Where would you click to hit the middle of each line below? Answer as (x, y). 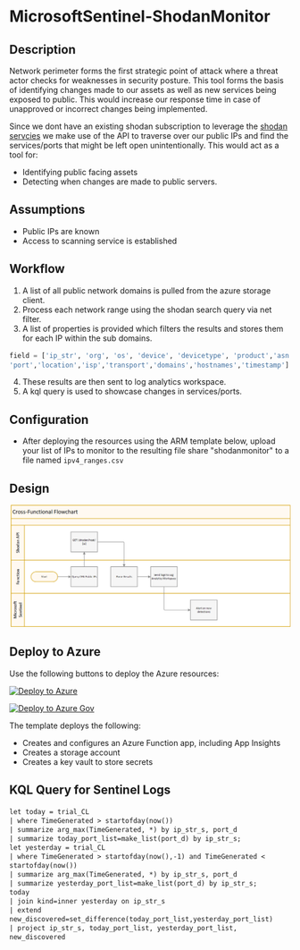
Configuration (49, 419)
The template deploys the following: (75, 725)
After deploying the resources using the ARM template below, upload (149, 441)
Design (29, 488)
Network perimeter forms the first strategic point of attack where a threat (144, 71)
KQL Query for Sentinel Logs (90, 790)
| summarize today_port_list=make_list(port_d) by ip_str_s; (125, 838)
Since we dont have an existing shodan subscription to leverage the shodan (149, 126)
